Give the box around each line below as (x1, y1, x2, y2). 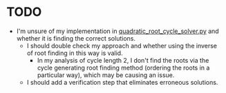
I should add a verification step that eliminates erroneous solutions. (26, 78, 218, 86)
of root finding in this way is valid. (26, 49, 123, 57)
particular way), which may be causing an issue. (37, 70, 175, 79)
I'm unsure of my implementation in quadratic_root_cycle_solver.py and (16, 27, 219, 35)
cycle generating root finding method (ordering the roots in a (37, 63, 210, 72)
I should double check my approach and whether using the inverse (26, 41, 218, 50)
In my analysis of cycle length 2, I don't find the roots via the (37, 56, 209, 64)
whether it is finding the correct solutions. (16, 34, 136, 42)
